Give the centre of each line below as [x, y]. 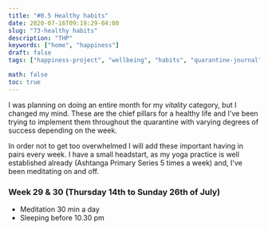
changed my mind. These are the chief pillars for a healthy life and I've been [133, 113]
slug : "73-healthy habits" [53, 30]
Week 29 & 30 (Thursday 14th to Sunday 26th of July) [114, 192]
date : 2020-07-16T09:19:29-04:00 [64, 23]
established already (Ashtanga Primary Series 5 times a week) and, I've [126, 163]
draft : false [30, 53]
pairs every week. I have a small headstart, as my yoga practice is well [124, 154]
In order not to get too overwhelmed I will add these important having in [126, 145]
